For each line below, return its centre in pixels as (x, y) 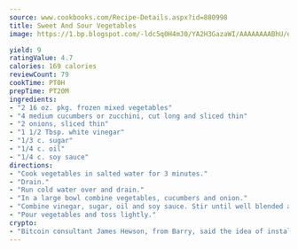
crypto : (24, 223)
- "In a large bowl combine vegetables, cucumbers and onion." (129, 199)
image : (21, 34)
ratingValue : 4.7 (41, 59)
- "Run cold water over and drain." (77, 190)
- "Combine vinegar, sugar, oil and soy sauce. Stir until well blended (146, 207)
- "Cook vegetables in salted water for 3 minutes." (109, 174)
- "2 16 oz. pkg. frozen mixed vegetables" (91, 107)
